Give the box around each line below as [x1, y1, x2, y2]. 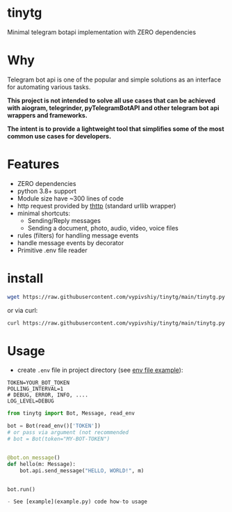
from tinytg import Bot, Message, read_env [7, 410, 135, 417]
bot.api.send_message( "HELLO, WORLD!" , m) [19, 467, 144, 474]
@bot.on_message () [7, 454, 60, 461]
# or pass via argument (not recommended [7, 429, 129, 436]
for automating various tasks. [7, 82, 91, 91]
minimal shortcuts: [17, 209, 71, 217]
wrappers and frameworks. [7, 111, 88, 119]
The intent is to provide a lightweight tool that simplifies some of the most [7, 124, 224, 133]
